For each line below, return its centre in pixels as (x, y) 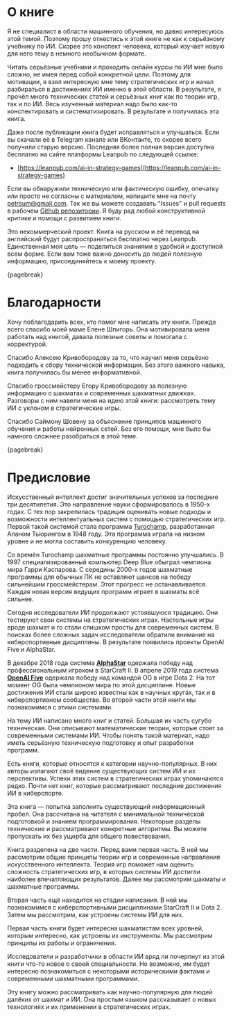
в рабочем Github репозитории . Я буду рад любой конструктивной (106, 211)
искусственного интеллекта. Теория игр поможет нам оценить (101, 864)
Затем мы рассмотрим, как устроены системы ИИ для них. (96, 914)
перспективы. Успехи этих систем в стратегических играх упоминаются (115, 778)
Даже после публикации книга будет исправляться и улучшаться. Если (113, 132)
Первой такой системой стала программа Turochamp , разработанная (111, 526)
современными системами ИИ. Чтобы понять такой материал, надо (109, 735)
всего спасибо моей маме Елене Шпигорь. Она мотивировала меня (109, 329)
